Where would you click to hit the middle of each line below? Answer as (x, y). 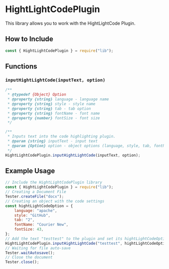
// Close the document (29, 257)
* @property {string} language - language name (58, 99)
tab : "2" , (25, 220)
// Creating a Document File (36, 192)
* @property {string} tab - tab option (49, 109)
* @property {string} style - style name (51, 104)
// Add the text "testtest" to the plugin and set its (64, 239)
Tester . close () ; (22, 262)
